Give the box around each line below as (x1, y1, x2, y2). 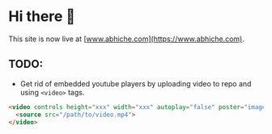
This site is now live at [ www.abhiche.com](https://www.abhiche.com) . (8, 34, 244, 44)
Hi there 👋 (8, 7, 75, 26)
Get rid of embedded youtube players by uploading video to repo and (19, 78, 252, 88)
